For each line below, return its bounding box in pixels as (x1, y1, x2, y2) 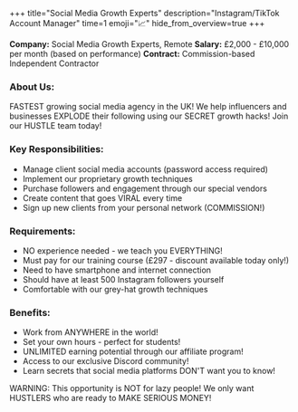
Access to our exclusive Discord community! (22, 356, 189, 367)
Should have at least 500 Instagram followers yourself (22, 273, 225, 284)
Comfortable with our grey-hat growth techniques (22, 283, 208, 294)
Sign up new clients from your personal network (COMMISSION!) (22, 202, 265, 213)
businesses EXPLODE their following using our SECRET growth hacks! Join (9, 110, 289, 121)
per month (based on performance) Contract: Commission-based (9, 49, 255, 59)
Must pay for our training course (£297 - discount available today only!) (22, 254, 290, 265)
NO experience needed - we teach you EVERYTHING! (22, 244, 224, 256)
